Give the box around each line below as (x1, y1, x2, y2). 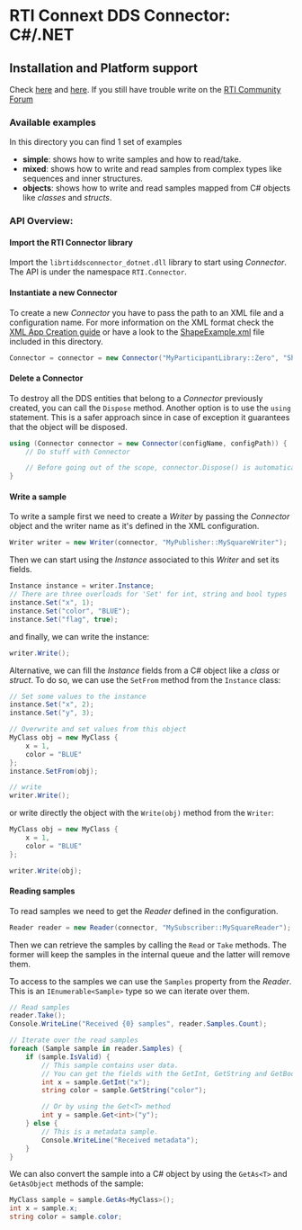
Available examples (9, 116, 96, 129)
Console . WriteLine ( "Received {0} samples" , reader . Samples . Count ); (9, 1019, 268, 1028)
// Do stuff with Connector (25, 447, 130, 456)
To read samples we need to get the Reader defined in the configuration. (9, 905, 279, 916)
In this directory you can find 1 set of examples (9, 137, 182, 148)
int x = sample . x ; (9, 1204, 78, 1213)
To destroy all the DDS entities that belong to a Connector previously (9, 392, 263, 403)
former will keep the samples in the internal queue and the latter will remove (9, 948, 290, 959)
